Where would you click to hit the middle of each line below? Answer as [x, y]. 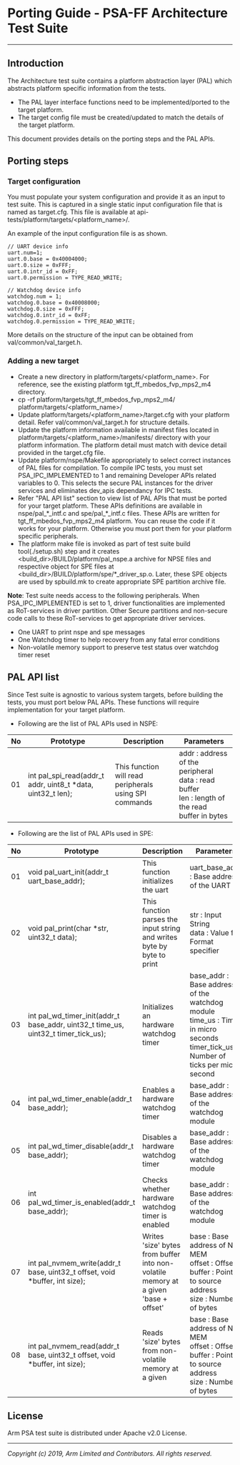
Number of [208, 1056]
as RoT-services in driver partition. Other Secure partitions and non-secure [117, 610]
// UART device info [38, 247]
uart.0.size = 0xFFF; [40, 266]
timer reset [34, 654]
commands [134, 802]
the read [193, 806]
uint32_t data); [52, 937]
